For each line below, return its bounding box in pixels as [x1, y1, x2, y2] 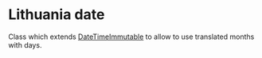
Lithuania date [8, 6, 105, 24]
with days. [8, 40, 42, 49]
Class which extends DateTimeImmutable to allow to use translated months [8, 32, 255, 41]
